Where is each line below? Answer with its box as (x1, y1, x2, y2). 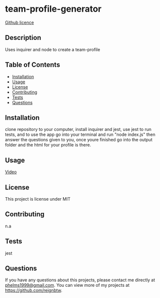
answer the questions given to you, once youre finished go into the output (5, 137, 153, 143)
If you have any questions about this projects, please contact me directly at (5, 277, 155, 283)
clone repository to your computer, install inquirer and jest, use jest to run (5, 127, 152, 132)
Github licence (5, 19, 34, 25)
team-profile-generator (5, 3, 102, 15)
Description (5, 34, 41, 42)
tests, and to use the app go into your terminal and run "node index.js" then (5, 131, 156, 137)
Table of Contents (5, 61, 61, 69)
